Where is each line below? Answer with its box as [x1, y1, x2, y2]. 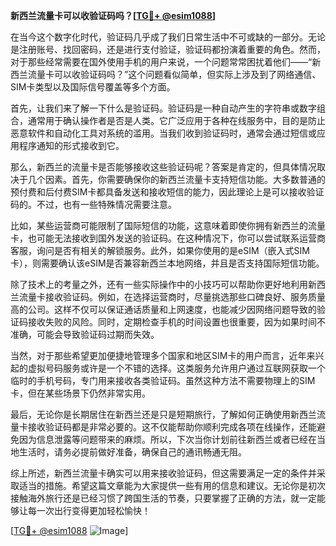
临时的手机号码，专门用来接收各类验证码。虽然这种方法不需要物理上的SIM [10, 375, 316, 386]
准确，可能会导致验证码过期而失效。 [10, 329, 160, 340]
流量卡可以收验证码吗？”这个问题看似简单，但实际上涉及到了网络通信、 [27, 69, 322, 80]
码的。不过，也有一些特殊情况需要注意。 [10, 199, 177, 210]
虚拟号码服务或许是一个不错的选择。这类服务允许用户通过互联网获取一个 [27, 362, 326, 374]
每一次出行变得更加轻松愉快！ [27, 505, 151, 516]
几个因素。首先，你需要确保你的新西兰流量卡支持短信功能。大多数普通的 [27, 174, 326, 185]
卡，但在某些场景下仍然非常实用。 [10, 387, 151, 399]
